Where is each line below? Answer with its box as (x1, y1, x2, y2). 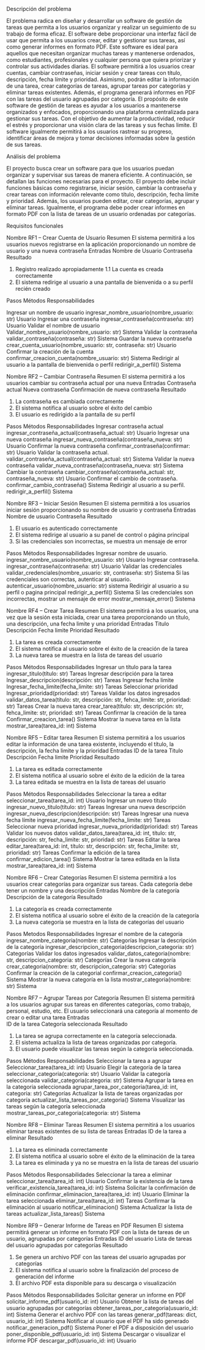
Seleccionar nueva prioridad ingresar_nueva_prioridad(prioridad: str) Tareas (6, 823, 198, 830)
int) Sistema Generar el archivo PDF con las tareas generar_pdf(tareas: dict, (6, 1311, 198, 1318)
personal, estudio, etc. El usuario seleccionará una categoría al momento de (6, 1007, 198, 1014)
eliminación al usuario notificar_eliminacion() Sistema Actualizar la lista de (6, 1203, 193, 1211)
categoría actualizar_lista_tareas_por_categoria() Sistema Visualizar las (6, 1096, 185, 1103)
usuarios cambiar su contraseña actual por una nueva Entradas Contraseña (6, 380, 197, 386)
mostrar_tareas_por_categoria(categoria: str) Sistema (6, 1110, 141, 1116)
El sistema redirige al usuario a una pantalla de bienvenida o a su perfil (15, 278, 193, 286)
